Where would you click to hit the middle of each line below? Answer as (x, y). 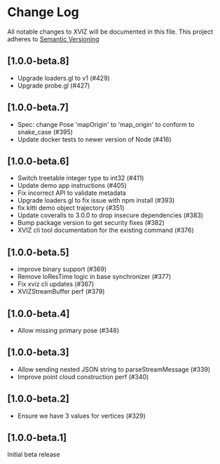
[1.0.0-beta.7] (38, 108)
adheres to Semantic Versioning (53, 39)
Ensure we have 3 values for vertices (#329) (81, 416)
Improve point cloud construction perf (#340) (83, 376)
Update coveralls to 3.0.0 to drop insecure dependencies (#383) (110, 215)
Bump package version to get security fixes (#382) (91, 223)
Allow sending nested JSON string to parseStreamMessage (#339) (114, 369)
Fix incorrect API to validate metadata (71, 193)
